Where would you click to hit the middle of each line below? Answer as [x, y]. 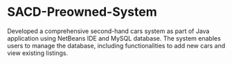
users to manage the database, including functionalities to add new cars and [116, 45]
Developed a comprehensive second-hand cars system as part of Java [108, 31]
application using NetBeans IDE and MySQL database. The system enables [114, 38]
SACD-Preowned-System [82, 12]
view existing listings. [38, 53]
